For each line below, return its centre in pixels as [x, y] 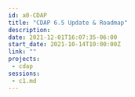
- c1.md [24, 81]
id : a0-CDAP [27, 15]
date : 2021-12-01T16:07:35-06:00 [63, 37]
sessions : [24, 74]
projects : [24, 59]
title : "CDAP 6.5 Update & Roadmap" [68, 23]
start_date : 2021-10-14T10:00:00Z [65, 45]
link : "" [22, 52]
